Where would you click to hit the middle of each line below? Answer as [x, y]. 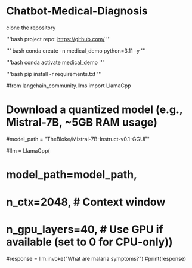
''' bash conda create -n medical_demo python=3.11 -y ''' [76, 51]
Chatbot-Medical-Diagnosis [77, 11]
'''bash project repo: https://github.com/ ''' [59, 39]
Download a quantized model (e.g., [95, 110]
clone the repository [31, 28]
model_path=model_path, [72, 175]
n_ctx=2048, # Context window [86, 202]
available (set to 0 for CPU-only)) [89, 242]
